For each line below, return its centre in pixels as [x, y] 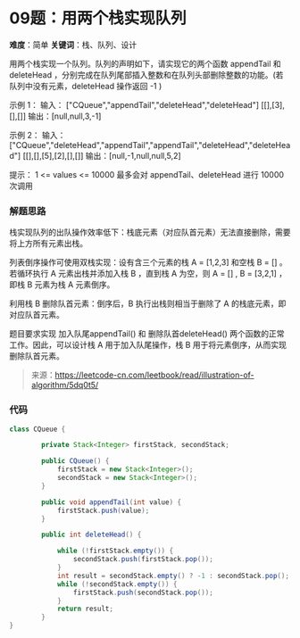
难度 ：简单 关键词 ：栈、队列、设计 [73, 45]
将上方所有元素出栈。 [48, 244]
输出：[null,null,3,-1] [65, 116]
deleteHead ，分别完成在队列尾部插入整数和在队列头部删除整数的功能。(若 [146, 75]
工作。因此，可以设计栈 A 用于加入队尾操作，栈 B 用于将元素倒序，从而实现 [148, 345]
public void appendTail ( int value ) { [111, 502]
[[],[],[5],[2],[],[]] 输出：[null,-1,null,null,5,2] [102, 155]
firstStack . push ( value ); [103, 510]
